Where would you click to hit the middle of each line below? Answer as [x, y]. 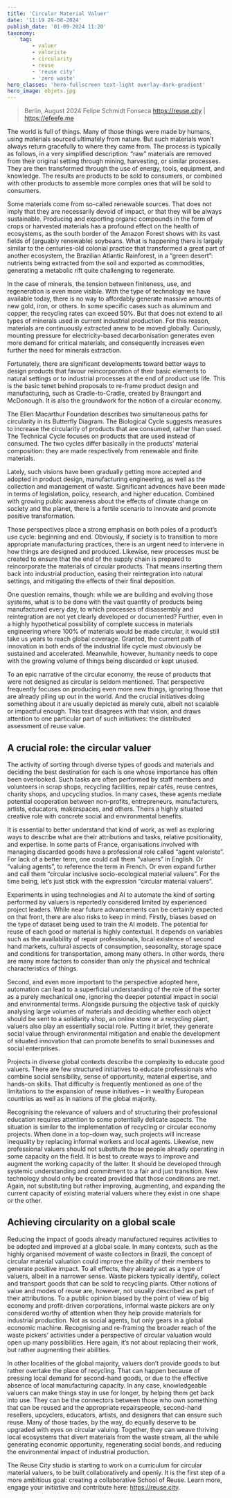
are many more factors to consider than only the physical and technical [109, 961]
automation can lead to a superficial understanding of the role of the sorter [114, 989]
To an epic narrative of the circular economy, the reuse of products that [109, 675]
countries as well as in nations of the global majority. [82, 1098]
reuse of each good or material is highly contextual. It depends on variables [115, 932]
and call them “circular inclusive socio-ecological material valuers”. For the [114, 874]
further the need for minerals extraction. [64, 351]
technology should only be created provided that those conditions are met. [114, 1178]
